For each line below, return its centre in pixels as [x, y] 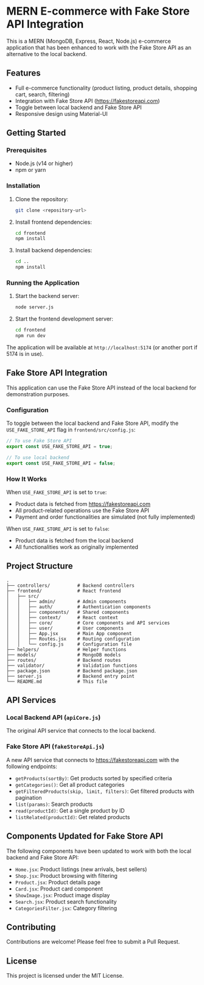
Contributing [31, 927]
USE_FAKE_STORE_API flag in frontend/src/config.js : [71, 430]
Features [23, 73]
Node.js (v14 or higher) [44, 163]
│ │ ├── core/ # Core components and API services [88, 623]
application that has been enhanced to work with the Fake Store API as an [99, 48]
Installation [23, 186]
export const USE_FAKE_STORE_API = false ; [61, 463]
